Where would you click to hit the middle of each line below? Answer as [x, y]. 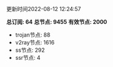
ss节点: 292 [30, 50]
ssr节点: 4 [28, 58]
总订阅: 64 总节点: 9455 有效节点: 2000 [57, 22]
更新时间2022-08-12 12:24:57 [44, 9]
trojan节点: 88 [33, 35]
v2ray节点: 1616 [35, 42]
